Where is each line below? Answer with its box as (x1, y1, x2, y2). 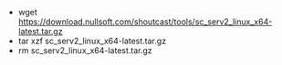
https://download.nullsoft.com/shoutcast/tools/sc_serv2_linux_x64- (17, 16, 273, 27)
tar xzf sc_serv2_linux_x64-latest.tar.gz (17, 35, 167, 46)
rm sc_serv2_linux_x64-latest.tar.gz (17, 45, 152, 56)
